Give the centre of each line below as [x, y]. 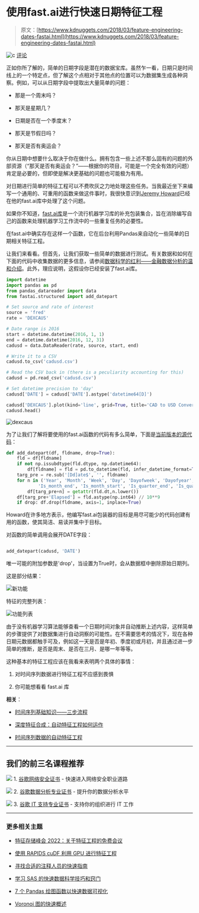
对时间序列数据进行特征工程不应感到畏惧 [64, 674]
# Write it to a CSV [32, 356]
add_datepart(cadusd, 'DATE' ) [44, 551]
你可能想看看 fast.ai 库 [42, 687]
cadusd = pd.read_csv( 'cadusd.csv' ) [51, 378]
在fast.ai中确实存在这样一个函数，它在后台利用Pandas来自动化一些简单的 [95, 233]
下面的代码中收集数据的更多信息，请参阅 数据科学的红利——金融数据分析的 [97, 261]
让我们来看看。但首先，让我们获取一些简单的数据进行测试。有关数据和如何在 [99, 253]
